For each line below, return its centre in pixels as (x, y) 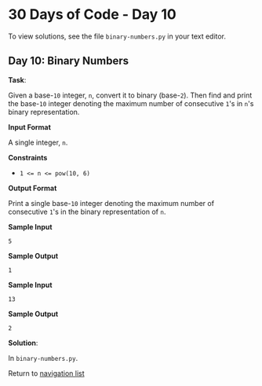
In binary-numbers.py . (43, 358)
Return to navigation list (46, 373)
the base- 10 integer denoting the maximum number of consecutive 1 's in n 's (131, 103)
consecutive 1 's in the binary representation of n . (87, 211)
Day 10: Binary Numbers (69, 61)
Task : (17, 79)
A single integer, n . (38, 142)
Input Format (29, 127)
